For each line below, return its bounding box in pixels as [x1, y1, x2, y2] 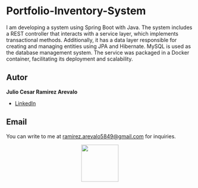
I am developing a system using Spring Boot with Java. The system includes [6, 24, 193, 31]
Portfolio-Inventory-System [6, 4, 146, 18]
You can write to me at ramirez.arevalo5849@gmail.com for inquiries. [6, 132, 177, 140]
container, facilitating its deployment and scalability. [6, 55, 133, 62]
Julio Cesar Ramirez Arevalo [6, 88, 78, 95]
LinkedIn [14, 100, 36, 107]
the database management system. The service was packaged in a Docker [6, 49, 190, 56]
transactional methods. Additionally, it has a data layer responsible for [6, 36, 177, 43]
